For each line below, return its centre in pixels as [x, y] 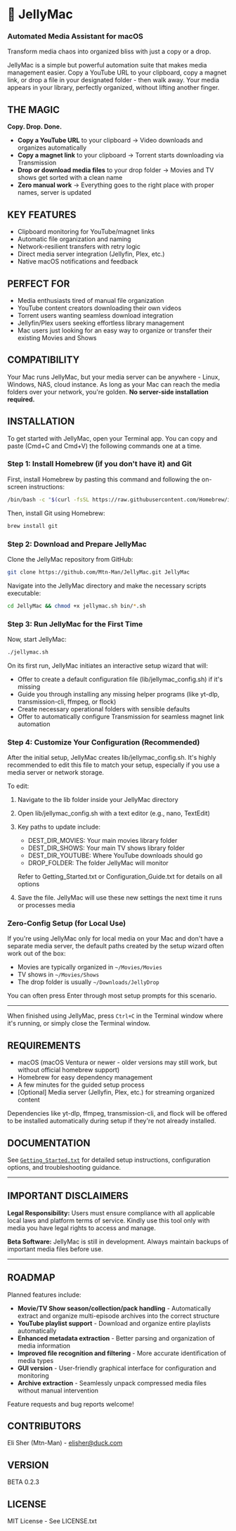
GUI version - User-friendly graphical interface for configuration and [117, 1368]
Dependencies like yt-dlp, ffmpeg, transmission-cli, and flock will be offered [117, 1113]
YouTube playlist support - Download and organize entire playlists [114, 1323]
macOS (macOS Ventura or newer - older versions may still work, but [117, 1062]
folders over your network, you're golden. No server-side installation [108, 392]
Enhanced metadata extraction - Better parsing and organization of [116, 1338]
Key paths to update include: [59, 827]
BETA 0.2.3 [24, 1482]
